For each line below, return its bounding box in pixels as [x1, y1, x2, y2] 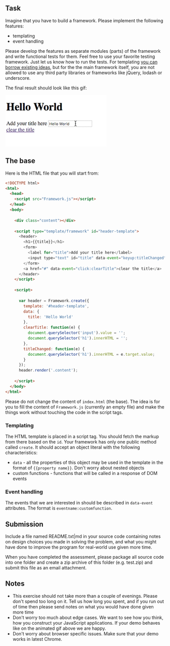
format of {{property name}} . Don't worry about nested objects [12, 464, 145, 471]
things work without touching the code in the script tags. [5, 409, 123, 415]
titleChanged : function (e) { [23, 346, 85, 352]
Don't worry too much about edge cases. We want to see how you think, [12, 614, 163, 621]
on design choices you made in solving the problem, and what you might [5, 539, 157, 545]
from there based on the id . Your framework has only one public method [5, 438, 157, 445]
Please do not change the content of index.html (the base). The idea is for [5, 398, 160, 404]
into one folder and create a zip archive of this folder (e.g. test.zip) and [5, 559, 153, 565]
